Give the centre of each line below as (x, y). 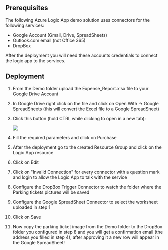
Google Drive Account (36, 94)
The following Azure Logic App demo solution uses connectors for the (78, 20)
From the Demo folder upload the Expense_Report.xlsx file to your (81, 88)
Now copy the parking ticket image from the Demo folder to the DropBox (88, 226)
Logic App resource (33, 152)
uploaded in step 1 (32, 207)
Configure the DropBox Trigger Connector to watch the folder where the (87, 187)
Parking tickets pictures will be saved (51, 192)
